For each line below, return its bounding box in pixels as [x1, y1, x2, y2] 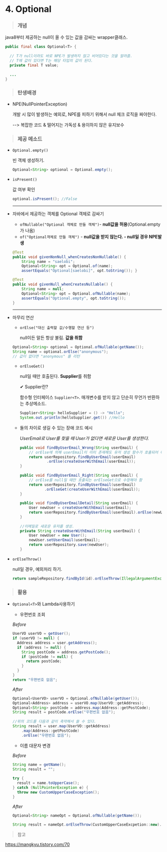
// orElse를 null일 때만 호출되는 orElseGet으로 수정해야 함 [29, 477, 143, 483]
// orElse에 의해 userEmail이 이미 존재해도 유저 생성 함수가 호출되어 [29, 450, 159, 455]
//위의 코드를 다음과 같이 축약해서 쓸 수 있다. [12, 719, 96, 724]
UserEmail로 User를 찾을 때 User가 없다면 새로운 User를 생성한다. [19, 435, 149, 441]
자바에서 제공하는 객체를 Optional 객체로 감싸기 [12, 210, 104, 217]
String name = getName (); [12, 762, 66, 767]
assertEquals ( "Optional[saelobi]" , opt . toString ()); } [21, 268, 138, 273]
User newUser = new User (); [29, 533, 87, 538]
